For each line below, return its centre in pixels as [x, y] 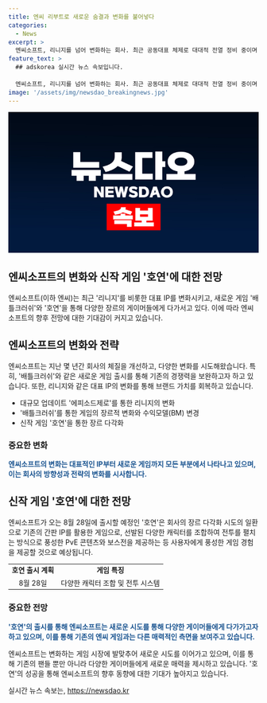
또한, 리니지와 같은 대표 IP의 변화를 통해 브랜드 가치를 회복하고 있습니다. [143, 385]
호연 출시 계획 [33, 570]
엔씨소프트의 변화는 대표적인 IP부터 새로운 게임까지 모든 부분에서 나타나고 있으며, [132, 464]
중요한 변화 [28, 445]
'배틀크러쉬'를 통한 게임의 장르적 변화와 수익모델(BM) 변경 [110, 412]
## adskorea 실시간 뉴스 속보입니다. [70, 68]
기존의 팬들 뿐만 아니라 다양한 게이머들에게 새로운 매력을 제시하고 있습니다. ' [134, 663]
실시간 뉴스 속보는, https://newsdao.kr [69, 690]
